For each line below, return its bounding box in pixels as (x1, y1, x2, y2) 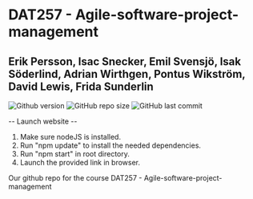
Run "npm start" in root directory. (19, 149, 131, 158)
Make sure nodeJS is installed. (19, 132, 122, 141)
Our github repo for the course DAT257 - (8, 173, 143, 182)
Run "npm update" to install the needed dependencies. (19, 140, 202, 150)
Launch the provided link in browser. (19, 158, 140, 167)
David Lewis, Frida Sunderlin (8, 79, 154, 93)
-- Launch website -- (8, 116, 78, 126)
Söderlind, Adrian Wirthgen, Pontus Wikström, (8, 67, 246, 81)
